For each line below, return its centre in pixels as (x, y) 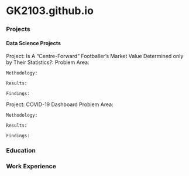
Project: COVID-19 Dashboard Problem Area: (60, 104)
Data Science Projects (34, 43)
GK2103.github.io (50, 11)
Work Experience (31, 167)
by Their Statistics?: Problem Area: (48, 62)
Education (21, 151)
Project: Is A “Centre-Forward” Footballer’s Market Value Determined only (95, 56)
